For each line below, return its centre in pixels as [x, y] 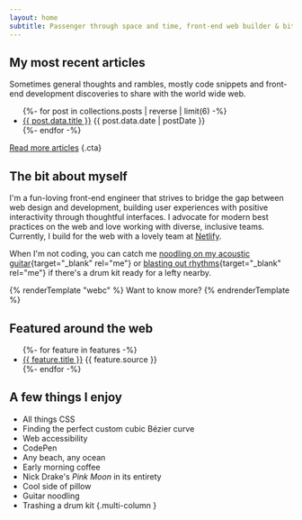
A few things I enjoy [66, 397]
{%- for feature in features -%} [80, 350]
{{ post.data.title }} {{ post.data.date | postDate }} [114, 121]
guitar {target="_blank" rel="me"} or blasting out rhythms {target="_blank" [145, 263]
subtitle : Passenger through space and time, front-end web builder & [144, 26]
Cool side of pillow [57, 486]
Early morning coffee [61, 467]
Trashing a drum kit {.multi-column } [89, 505]
